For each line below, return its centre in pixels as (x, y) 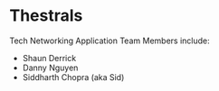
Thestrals (46, 16)
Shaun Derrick (49, 58)
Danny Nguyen (50, 68)
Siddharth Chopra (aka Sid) (73, 77)
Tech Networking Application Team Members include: (109, 41)
